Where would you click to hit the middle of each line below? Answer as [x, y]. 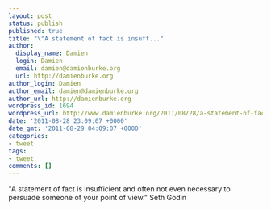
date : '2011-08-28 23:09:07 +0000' [68, 121]
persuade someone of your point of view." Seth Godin [98, 198]
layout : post [30, 16]
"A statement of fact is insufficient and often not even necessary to [120, 189]
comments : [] [30, 166]
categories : [28, 136]
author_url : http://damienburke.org [70, 99]
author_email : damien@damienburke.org [73, 91]
